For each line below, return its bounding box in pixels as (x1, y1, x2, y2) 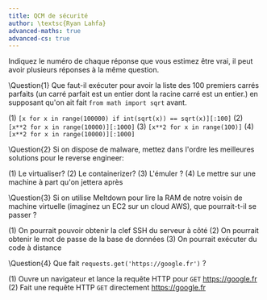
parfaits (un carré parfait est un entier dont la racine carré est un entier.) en (8, 90, 258, 99)
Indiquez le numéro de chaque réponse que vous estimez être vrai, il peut (8, 56, 253, 66)
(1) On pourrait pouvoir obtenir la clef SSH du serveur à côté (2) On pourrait (8, 226, 260, 235)
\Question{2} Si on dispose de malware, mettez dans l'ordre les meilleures (8, 144, 255, 154)
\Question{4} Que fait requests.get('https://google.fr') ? (8, 259, 207, 269)
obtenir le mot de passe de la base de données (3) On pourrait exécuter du (8, 235, 257, 244)
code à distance (8, 243, 62, 252)
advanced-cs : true (8, 34, 70, 43)
